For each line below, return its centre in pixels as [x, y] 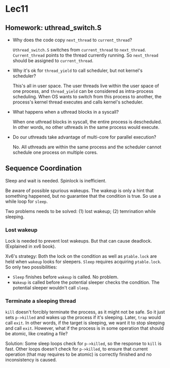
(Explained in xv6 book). [31, 246]
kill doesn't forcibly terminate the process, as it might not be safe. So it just [85, 312]
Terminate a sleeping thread [41, 301]
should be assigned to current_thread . [53, 61]
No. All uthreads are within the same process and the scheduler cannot [87, 147]
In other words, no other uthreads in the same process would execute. [86, 127]
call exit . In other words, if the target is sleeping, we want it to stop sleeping [85, 323]
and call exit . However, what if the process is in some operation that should [84, 328]
